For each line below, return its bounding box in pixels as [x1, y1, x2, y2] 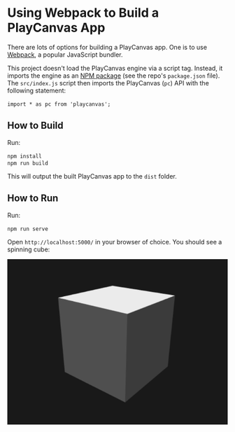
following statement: [7, 86, 66, 95]
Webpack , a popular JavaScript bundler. [7, 50, 123, 59]
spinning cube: [7, 245, 50, 253]
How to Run [7, 193, 59, 204]
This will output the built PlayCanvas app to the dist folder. [7, 172, 177, 180]
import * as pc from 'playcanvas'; [7, 100, 111, 108]
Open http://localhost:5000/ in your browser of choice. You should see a [7, 237, 222, 246]
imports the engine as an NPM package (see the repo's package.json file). [7, 71, 220, 80]
